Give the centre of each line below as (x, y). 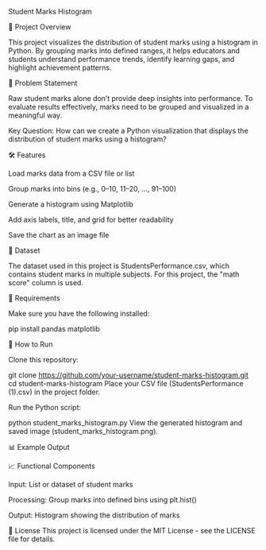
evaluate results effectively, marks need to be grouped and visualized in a (129, 107)
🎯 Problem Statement (43, 83)
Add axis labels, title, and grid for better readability (91, 219)
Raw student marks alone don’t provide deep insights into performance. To (131, 98)
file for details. (32, 539)
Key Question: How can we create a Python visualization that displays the (128, 131)
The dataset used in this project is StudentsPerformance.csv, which (119, 266)
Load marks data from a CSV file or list (71, 173)
